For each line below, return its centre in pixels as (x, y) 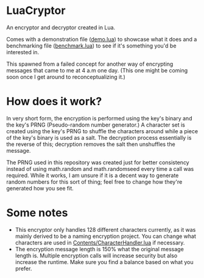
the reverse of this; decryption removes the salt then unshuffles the (91, 144)
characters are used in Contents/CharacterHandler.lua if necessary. (100, 242)
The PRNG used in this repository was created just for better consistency (98, 162)
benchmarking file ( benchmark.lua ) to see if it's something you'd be (91, 46)
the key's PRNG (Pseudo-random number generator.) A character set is (96, 125)
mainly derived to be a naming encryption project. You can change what (106, 236)
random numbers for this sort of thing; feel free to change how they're (94, 182)
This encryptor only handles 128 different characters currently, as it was (105, 229)
